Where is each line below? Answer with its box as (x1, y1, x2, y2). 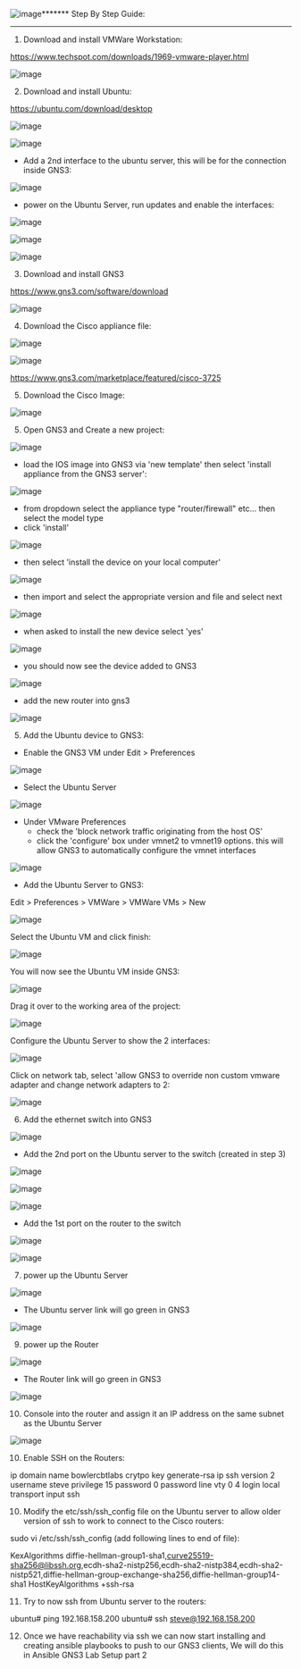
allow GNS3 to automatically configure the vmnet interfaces (36, 845, 257, 855)
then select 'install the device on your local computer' (22, 557, 222, 567)
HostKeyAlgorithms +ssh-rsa (28, 1579, 135, 1589)
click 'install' (22, 523, 70, 533)
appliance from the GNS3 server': (22, 469, 147, 479)
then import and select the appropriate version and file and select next (22, 591, 283, 602)
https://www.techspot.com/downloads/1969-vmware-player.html (10, 52, 249, 62)
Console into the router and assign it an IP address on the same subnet (22, 1408, 285, 1419)
